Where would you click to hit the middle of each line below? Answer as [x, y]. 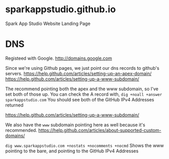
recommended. [21, 130]
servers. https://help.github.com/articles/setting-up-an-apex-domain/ [78, 73]
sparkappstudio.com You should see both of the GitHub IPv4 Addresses [80, 99]
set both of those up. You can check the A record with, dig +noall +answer [84, 94]
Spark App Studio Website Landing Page [48, 23]
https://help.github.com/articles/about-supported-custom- [100, 130]
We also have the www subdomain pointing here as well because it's [75, 125]
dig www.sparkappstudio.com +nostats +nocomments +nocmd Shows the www [85, 145]
